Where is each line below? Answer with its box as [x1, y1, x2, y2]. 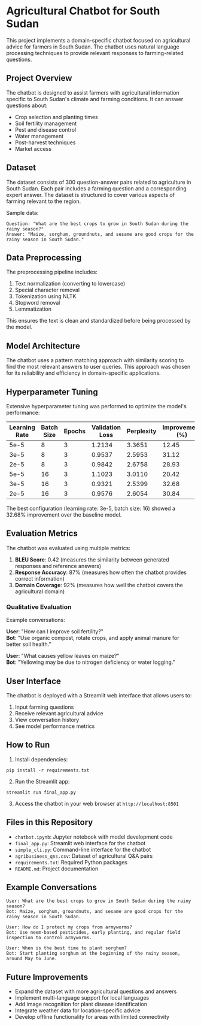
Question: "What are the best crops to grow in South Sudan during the [6, 220, 188, 227]
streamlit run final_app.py [6, 789, 77, 796]
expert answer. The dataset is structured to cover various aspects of [6, 191, 175, 198]
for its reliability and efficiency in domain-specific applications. [6, 369, 161, 377]
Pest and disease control [14, 126, 77, 133]
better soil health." [6, 641, 51, 648]
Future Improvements [6, 972, 89, 982]
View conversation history [14, 716, 80, 723]
